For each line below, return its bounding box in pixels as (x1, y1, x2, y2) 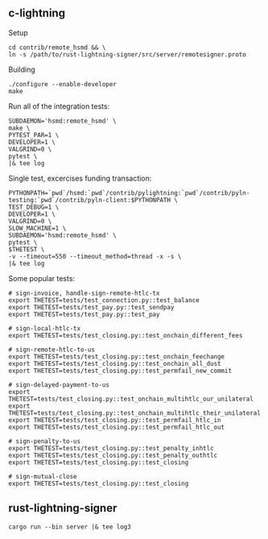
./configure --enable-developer (8, 80, 117, 88)
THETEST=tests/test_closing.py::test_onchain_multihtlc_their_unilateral (8, 408, 262, 417)
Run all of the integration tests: (8, 101, 110, 111)
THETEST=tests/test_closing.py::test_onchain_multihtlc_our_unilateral (8, 395, 254, 403)
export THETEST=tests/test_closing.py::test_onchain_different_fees (8, 331, 243, 339)
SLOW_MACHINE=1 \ (8, 224, 67, 232)
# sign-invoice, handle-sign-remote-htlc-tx (8, 289, 160, 297)
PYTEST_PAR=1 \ (8, 131, 60, 139)
